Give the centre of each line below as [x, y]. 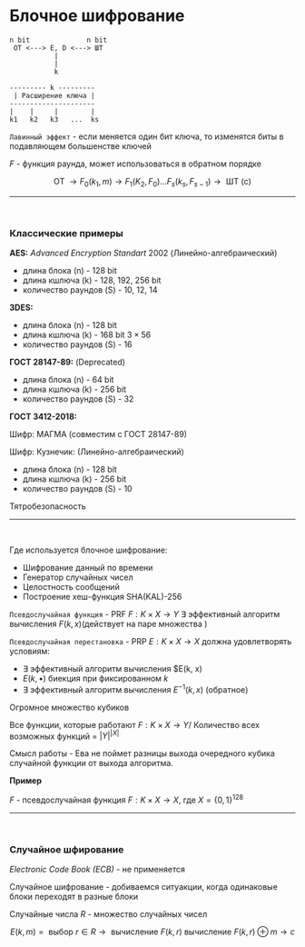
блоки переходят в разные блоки [74, 897]
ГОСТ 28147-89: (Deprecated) [67, 362]
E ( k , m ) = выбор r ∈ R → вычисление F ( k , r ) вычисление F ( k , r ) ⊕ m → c [152, 932]
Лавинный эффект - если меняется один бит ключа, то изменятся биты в [147, 136]
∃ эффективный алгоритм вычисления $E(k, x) [112, 669]
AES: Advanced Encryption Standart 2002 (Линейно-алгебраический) [143, 253]
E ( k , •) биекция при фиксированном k [95, 679]
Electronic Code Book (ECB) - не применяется [98, 870]
